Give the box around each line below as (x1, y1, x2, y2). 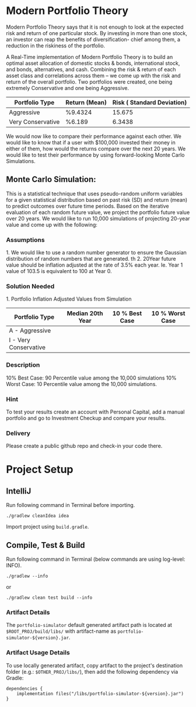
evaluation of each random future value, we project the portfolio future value (6, 209, 190, 216)
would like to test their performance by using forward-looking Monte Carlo (6, 151, 185, 158)
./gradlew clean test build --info (6, 595, 93, 601)
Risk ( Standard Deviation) (112, 98, 187, 106)
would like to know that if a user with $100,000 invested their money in (6, 139, 176, 146)
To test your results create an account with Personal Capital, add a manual (6, 408, 185, 415)
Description (6, 361, 40, 369)
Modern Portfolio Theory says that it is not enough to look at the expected (6, 23, 184, 30)
